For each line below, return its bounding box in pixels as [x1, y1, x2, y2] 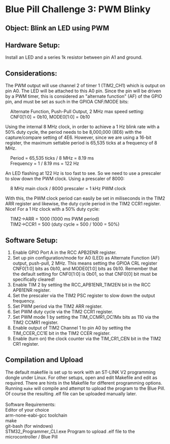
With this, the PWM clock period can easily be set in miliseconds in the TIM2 [5, 195, 165, 201]
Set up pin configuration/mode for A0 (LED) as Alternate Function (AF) [12, 255, 160, 261]
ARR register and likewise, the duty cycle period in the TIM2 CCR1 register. [5, 201, 161, 207]
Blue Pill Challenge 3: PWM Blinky [5, 4, 151, 15]
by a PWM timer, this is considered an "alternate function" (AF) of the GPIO [5, 93, 162, 99]
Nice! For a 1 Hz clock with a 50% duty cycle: [5, 206, 100, 212]
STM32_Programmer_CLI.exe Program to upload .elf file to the [5, 428, 135, 434]
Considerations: [5, 69, 57, 78]
